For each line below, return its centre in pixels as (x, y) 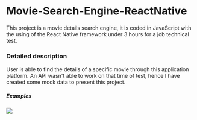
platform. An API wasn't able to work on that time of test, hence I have (93, 76)
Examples (19, 96)
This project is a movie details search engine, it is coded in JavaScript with (99, 28)
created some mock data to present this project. (66, 82)
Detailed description (37, 56)
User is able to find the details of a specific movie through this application (98, 69)
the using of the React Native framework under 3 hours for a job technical (98, 34)
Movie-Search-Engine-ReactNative (97, 11)
